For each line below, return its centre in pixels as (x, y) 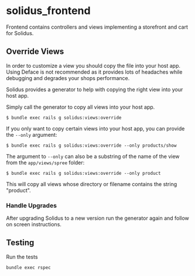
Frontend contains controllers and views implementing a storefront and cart (97, 27)
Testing (20, 243)
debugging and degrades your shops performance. (68, 78)
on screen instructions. (34, 225)
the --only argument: (32, 134)
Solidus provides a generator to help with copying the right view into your (95, 89)
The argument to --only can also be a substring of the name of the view (93, 156)
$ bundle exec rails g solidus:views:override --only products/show (91, 145)
